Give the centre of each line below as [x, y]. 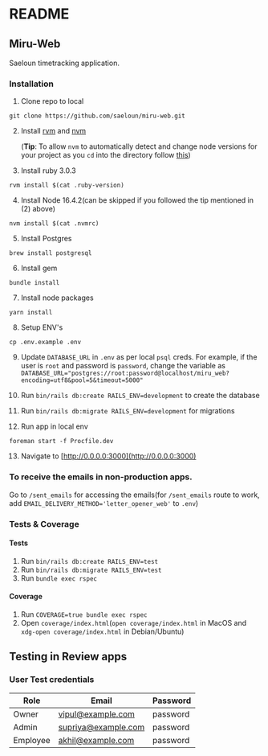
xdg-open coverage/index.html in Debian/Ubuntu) [102, 631]
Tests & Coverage [44, 524]
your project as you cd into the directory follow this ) [106, 155]
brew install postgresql [51, 253]
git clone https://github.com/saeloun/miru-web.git [97, 116]
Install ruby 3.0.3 [48, 171]
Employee [32, 740]
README [39, 14]
